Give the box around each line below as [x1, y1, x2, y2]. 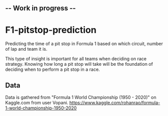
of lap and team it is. [5, 46, 48, 52]
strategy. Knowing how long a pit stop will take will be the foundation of [5, 61, 153, 67]
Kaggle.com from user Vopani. [5, 100, 69, 106]
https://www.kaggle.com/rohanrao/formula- [69, 100, 160, 106]
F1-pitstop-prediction [5, 24, 97, 36]
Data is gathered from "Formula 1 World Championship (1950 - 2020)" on [5, 94, 157, 100]
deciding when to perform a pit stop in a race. [5, 66, 100, 72]
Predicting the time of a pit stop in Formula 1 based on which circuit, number [5, 41, 163, 47]
